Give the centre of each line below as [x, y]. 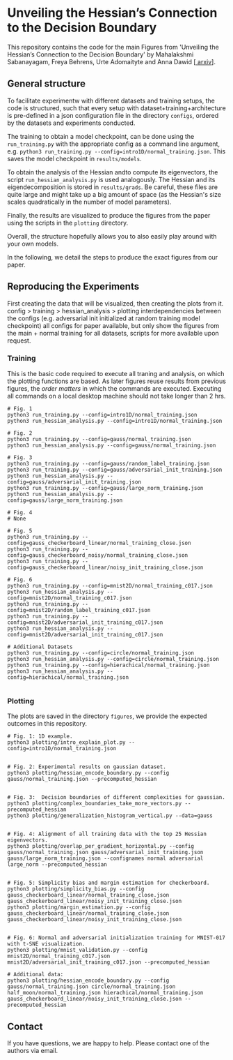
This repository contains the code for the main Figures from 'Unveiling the [113, 47]
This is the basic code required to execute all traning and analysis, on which [116, 373]
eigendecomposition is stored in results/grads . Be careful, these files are [112, 187]
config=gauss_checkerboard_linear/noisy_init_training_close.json [105, 567]
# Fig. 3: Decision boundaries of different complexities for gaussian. [116, 798]
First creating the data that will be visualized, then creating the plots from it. [115, 303]
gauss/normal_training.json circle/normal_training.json [91, 987]
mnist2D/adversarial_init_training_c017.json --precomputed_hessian [109, 962]
